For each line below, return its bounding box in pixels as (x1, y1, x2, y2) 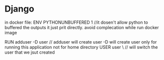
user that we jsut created (4, 49, 55, 55)
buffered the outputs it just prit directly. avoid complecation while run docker (4, 24, 159, 30)
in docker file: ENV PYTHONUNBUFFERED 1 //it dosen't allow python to (4, 19, 148, 25)
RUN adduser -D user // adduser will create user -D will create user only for (4, 39, 157, 45)
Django (4, 3, 35, 15)
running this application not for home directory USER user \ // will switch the (4, 44, 158, 50)
